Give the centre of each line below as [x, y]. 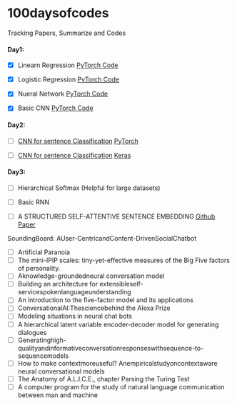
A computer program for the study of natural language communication [121, 386]
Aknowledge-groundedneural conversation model [91, 276]
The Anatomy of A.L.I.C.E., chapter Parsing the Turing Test [104, 379]
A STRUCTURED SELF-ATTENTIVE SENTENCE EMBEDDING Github [116, 216]
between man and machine [58, 395]
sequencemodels [43, 356]
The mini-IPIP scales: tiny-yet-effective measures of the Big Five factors [124, 260]
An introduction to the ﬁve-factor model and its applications [106, 300]
